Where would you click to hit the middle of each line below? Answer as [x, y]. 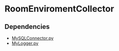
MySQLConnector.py [33, 38]
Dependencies [27, 27]
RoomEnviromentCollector [59, 9]
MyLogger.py [25, 43]
